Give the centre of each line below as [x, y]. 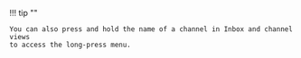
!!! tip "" [24, 13]
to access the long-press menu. [70, 45]
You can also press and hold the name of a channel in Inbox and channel [151, 29]
